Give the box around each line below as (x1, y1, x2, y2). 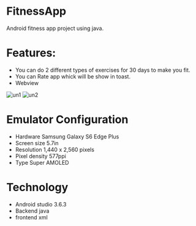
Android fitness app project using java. (6, 24, 104, 32)
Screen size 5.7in (15, 139, 59, 146)
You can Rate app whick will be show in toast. (15, 72, 130, 80)
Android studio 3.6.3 (15, 200, 67, 208)
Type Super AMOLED (15, 159, 69, 166)
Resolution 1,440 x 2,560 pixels (15, 146, 95, 153)
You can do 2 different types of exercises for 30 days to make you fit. (15, 66, 190, 73)
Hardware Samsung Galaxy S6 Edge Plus (15, 133, 119, 140)
